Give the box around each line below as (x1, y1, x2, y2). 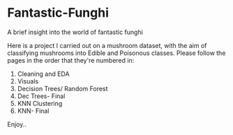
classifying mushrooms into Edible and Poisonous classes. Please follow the (7, 49, 226, 57)
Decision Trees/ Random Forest (17, 84, 108, 93)
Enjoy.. (7, 120, 27, 128)
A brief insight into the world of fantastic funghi (7, 28, 143, 36)
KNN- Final (17, 106, 50, 115)
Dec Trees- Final (17, 92, 66, 100)
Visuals (17, 77, 39, 85)
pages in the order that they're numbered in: (7, 56, 135, 64)
